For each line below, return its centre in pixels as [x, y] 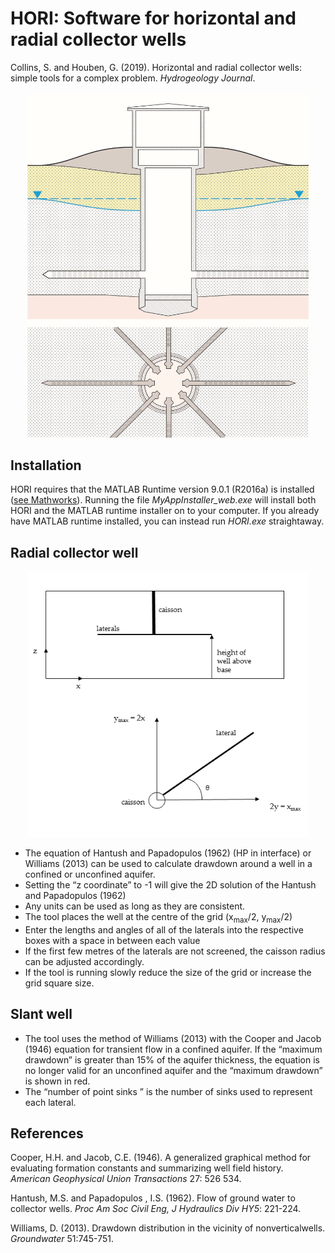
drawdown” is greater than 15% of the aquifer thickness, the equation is [172, 1059]
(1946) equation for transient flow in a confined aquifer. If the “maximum [173, 1049]
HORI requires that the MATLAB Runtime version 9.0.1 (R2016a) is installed [162, 489]
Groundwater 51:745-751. [62, 1239]
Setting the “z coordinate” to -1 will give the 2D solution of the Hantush [170, 884]
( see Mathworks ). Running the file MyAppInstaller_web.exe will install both [163, 500]
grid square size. [59, 983]
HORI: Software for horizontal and [153, 18]
